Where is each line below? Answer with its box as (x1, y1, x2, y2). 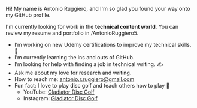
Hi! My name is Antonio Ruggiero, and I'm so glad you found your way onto (5, 5, 190, 12)
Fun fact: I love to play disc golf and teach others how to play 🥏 (14, 82, 170, 89)
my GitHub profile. (5, 11, 51, 19)
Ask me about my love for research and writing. (14, 69, 132, 76)
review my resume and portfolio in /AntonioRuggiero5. (5, 29, 139, 37)
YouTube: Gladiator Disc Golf (23, 88, 95, 95)
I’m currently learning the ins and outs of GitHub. (14, 54, 135, 61)
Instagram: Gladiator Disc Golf (23, 95, 98, 101)
